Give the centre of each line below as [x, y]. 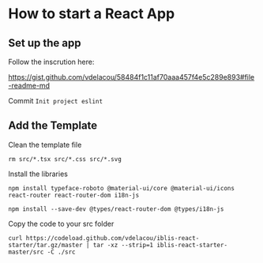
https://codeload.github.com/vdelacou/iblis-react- [113, 238]
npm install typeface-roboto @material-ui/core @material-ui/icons [122, 188]
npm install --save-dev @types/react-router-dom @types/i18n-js [116, 209]
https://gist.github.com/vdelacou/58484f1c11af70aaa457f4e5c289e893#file [131, 77]
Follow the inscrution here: [51, 62]
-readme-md [29, 85]
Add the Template [53, 126]
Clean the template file [45, 145]
